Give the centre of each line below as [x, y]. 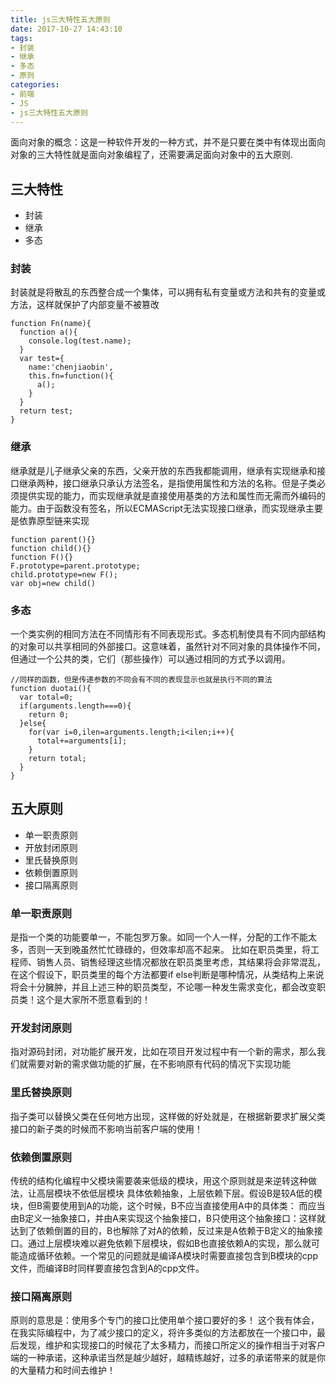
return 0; [49, 715]
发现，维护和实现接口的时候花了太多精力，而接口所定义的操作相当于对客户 [172, 1345]
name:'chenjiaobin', [71, 367]
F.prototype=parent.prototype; [75, 566]
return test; [46, 411]
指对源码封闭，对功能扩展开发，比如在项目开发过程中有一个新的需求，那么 [163, 1052]
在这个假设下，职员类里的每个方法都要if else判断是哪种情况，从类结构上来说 [167, 975]
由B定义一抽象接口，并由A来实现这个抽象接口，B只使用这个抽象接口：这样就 [168, 1218]
